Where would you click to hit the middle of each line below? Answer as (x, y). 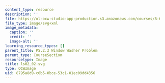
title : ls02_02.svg (25, 64)
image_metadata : (22, 28)
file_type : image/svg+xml (31, 23)
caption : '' (22, 32)
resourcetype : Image (26, 60)
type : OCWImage (21, 69)
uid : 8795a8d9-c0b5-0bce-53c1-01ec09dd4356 (50, 73)
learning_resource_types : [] (35, 46)
